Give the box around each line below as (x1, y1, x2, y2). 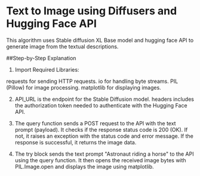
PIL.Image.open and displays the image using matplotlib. (14, 163, 154, 170)
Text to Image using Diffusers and (6, 4, 177, 18)
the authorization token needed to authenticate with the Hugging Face (14, 101, 187, 109)
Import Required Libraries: (14, 66, 79, 73)
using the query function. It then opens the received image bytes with (14, 156, 186, 163)
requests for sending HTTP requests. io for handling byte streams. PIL (6, 78, 179, 85)
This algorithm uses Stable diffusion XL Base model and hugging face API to (6, 36, 194, 44)
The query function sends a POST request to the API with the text (14, 119, 176, 126)
